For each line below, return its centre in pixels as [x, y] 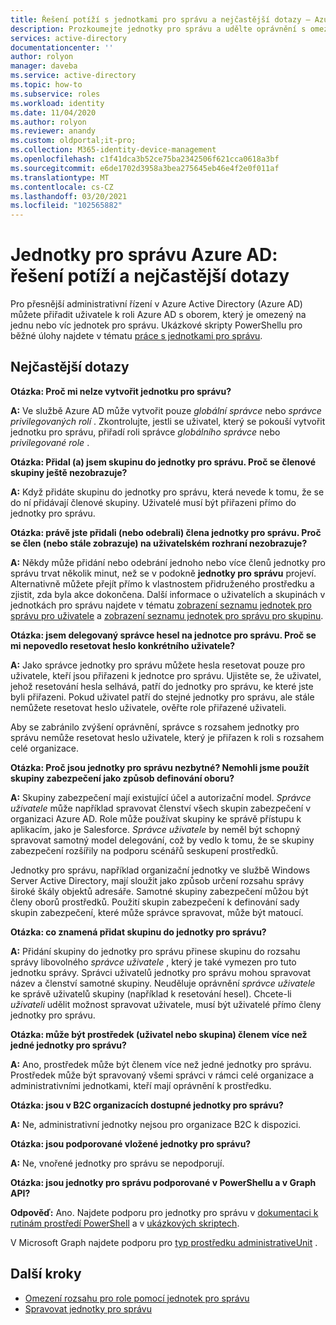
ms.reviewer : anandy [53, 131]
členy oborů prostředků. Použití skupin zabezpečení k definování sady [155, 902]
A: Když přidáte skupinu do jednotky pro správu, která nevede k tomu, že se [167, 492]
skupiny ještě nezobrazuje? [69, 472]
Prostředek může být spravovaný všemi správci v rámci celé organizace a [162, 1075]
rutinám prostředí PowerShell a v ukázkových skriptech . [125, 1223]
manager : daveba [44, 66]
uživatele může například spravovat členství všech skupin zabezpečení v [161, 808]
